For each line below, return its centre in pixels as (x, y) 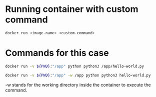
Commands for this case (57, 53)
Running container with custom (72, 9)
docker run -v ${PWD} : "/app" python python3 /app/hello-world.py (74, 66)
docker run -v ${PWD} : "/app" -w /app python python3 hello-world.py (78, 75)
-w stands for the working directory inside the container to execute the (78, 85)
